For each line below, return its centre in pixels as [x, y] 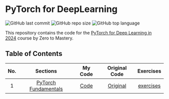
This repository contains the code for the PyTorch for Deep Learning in [78, 32]
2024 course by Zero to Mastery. [39, 38]
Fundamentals [46, 88]
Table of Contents [34, 54]
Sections [46, 71]
